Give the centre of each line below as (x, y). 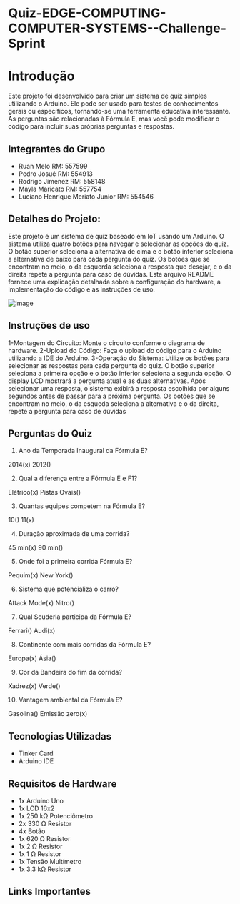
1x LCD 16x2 (36, 808)
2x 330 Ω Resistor (45, 824)
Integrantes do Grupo (57, 149)
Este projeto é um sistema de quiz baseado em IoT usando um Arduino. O (116, 236)
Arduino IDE (36, 761)
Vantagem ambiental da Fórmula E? (70, 700)
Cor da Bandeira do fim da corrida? (70, 672)
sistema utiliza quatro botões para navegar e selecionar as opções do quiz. (119, 244)
